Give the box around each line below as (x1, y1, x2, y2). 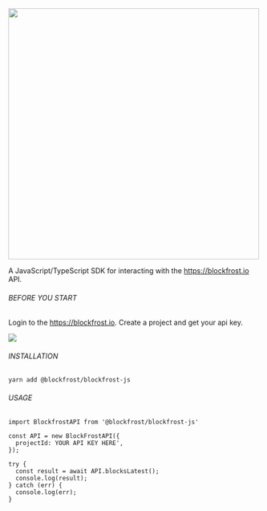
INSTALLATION (8, 351, 59, 361)
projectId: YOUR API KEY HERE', (15, 439, 124, 447)
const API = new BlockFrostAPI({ (8, 431, 120, 440)
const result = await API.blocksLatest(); (15, 467, 160, 475)
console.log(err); (15, 488, 78, 497)
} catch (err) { (8, 481, 63, 489)
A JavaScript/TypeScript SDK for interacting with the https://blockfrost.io (8, 266, 250, 276)
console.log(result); (15, 474, 88, 482)
